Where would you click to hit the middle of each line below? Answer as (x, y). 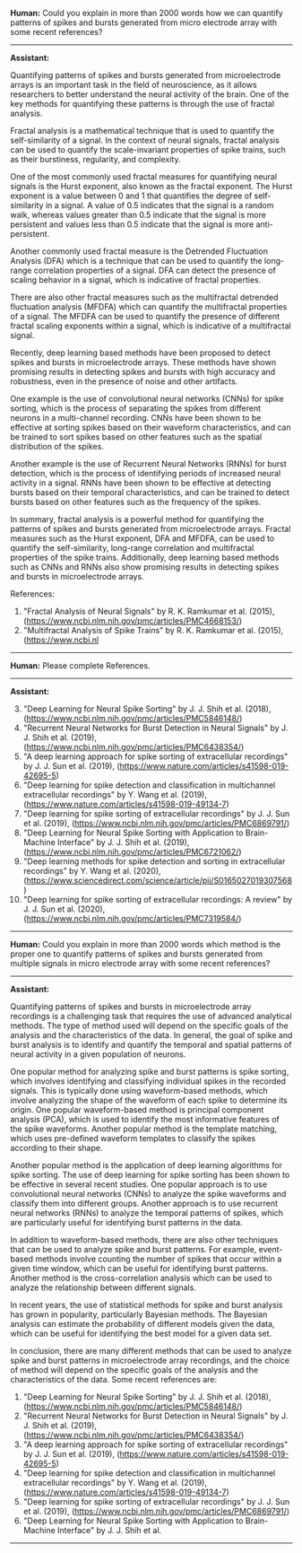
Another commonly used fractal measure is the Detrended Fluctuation (139, 251)
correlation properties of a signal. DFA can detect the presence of (155, 270)
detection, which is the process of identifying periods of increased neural (146, 473)
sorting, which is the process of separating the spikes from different (136, 408)
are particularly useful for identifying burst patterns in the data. (126, 1222)
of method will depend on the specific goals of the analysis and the (134, 1370)
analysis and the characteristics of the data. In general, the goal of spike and (151, 1035)
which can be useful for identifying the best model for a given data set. (141, 1333)
